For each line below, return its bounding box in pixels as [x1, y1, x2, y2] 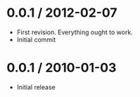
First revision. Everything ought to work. [16, 28, 133, 36]
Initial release [16, 82, 56, 91]
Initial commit [16, 35, 56, 43]
